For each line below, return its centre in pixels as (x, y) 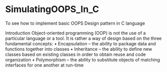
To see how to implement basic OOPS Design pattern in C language (75, 23)
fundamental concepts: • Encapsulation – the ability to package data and (80, 43)
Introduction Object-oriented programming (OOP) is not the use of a (75, 33)
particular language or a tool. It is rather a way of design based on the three (83, 38)
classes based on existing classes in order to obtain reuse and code (75, 54)
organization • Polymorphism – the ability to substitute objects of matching (82, 59)
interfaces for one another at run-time (45, 65)
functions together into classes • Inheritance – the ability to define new (79, 49)
